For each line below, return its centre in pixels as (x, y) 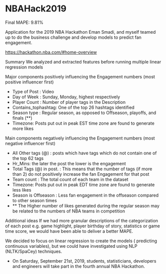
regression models (24, 67)
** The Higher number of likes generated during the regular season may (86, 205)
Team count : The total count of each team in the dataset (70, 179)
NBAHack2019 (36, 9)
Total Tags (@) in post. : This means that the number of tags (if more (82, 169)
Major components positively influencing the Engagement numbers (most (80, 76)
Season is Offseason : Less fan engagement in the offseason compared (85, 195)
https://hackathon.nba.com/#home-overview (51, 52)
